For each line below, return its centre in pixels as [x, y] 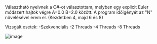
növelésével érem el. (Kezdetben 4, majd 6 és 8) [54, 17]
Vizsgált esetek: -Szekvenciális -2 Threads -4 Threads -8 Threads [73, 27]
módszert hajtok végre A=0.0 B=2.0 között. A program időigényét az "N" [79, 12]
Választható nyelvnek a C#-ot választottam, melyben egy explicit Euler [77, 7]
